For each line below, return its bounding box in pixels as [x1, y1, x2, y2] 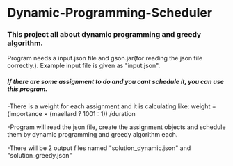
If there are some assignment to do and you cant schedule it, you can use [7, 78, 225, 86]
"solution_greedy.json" [7, 151, 72, 160]
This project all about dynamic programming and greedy [7, 30, 202, 40]
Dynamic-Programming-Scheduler [7, 5, 213, 21]
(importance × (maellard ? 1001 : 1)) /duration [7, 110, 136, 118]
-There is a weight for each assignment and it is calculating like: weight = [7, 102, 217, 110]
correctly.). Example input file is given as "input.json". [7, 61, 161, 70]
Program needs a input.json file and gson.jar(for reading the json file [7, 54, 203, 63]
